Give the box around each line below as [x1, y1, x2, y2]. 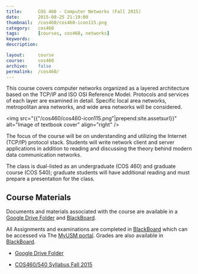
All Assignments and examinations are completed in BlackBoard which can [6, 226, 188, 233]
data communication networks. [6, 151, 82, 159]
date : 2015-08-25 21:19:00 [6, 14, 89, 20]
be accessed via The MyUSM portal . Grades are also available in [6, 232, 164, 239]
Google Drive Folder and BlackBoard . [6, 214, 96, 222]
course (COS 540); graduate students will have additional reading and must [6, 169, 190, 176]
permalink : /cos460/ [6, 68, 60, 74]
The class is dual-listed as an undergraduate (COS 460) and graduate [6, 163, 176, 170]
